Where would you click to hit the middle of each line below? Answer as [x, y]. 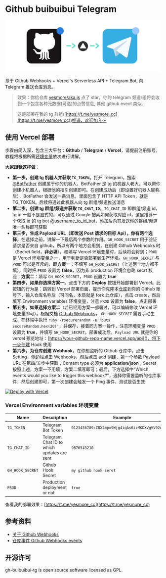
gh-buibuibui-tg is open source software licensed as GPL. [64, 570]
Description [55, 418]
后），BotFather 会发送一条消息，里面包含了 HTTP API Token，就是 [80, 196]
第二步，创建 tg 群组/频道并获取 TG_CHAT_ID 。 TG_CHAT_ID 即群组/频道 [82, 208]
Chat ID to [53, 442]
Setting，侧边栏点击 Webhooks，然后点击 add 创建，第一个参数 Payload [86, 357]
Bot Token [53, 430]
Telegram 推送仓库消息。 [30, 87]
